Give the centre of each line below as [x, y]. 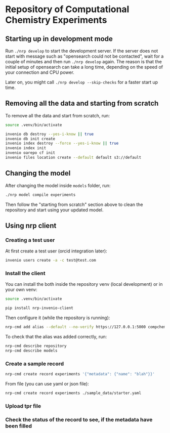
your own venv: [22, 290]
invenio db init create [30, 139]
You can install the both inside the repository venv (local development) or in [84, 284]
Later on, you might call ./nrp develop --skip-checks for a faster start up [82, 82]
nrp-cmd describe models [31, 351]
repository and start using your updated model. [54, 210]
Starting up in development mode [59, 39]
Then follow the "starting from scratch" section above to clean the [74, 204]
